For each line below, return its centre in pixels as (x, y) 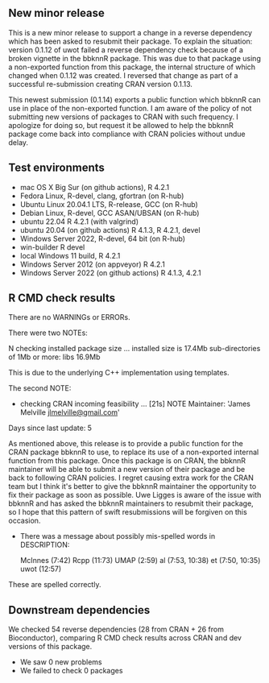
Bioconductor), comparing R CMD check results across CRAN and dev (125, 638)
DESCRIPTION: (45, 545)
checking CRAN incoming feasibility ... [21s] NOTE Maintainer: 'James (135, 404)
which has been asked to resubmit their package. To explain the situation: (130, 41)
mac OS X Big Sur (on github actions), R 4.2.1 (95, 187)
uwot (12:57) (41, 569)
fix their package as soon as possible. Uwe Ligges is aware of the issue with (135, 495)
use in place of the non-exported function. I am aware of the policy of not (130, 108)
